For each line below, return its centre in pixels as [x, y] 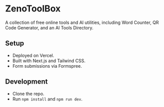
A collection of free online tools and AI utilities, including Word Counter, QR [82, 22]
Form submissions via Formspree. [47, 66]
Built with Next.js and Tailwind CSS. [49, 61]
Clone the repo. [28, 94]
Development [27, 82]
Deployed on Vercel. [33, 55]
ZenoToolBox [33, 9]
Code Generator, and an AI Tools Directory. [49, 27]
